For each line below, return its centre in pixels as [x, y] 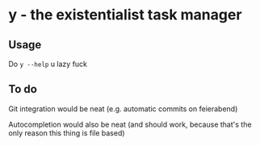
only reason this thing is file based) [67, 133]
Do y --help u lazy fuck [48, 64]
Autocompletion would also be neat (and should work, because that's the [130, 124]
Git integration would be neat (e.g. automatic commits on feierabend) [123, 108]
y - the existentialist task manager [125, 15]
